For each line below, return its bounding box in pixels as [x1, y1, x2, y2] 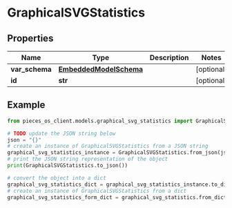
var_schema [10, 64, 52, 74]
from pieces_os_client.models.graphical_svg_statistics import [7, 117, 193, 124]
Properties [7, 32, 54, 44]
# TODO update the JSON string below [7, 130, 116, 137]
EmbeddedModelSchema [58, 64, 144, 74]
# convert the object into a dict [7, 174, 107, 181]
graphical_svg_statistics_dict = [7, 181, 104, 188]
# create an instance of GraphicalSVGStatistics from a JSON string [7, 143, 209, 150]
